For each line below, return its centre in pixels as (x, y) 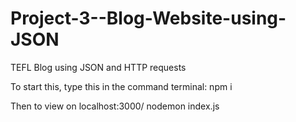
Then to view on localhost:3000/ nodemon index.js (115, 106)
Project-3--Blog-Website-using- (148, 18)
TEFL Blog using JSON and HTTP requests (98, 67)
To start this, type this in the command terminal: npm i (121, 86)
